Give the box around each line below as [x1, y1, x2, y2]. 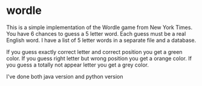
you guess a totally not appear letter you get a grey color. [6, 61, 149, 68]
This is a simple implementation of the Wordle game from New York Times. [6, 24, 192, 31]
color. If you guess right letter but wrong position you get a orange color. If [6, 55, 192, 62]
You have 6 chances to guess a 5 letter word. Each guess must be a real [6, 30, 186, 37]
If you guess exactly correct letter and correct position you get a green [6, 48, 183, 55]
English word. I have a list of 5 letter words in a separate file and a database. [6, 36, 197, 44]
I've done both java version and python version [6, 73, 123, 80]
